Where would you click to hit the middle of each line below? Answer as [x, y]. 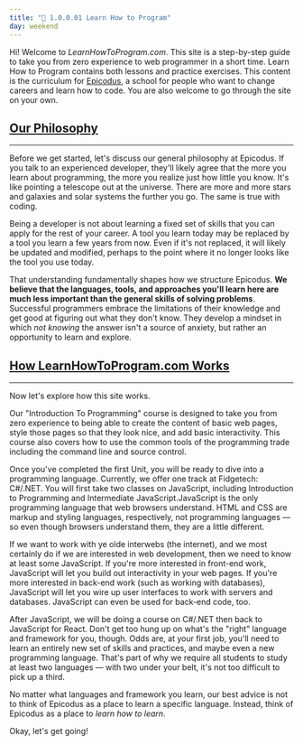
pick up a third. [37, 677]
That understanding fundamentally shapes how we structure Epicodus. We [148, 280]
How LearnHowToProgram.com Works [119, 365]
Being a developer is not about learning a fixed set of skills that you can [142, 224]
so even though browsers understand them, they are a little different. [137, 527]
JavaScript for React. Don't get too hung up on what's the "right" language [148, 629]
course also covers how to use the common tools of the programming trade [150, 442]
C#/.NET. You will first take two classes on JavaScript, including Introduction [151, 489]
